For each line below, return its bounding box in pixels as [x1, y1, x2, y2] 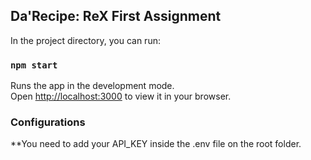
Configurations [10, 115, 86, 129]
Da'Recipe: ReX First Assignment [10, 8, 222, 25]
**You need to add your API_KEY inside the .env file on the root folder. [10, 138, 302, 150]
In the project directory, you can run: [10, 34, 161, 46]
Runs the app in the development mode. [10, 80, 175, 92]
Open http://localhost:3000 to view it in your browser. [10, 90, 232, 103]
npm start [10, 59, 58, 71]
